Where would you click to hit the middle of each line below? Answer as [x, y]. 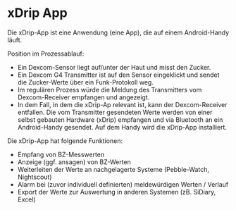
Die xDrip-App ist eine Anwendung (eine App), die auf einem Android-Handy [118, 32]
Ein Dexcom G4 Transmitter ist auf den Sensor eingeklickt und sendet [118, 75]
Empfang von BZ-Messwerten [61, 154]
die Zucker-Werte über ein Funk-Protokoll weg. [85, 82]
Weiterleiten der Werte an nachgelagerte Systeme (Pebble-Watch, [113, 169]
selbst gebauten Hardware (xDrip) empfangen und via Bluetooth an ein [120, 119]
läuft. [15, 39]
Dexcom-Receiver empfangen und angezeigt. [83, 97]
